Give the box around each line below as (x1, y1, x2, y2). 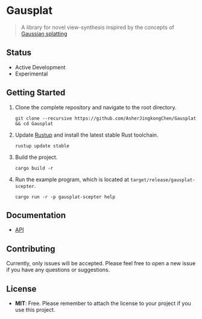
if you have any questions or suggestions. (6, 266, 110, 274)
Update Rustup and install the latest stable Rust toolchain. (14, 131, 159, 138)
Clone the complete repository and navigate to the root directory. (14, 103, 177, 111)
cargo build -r (14, 165, 54, 171)
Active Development (14, 63, 66, 71)
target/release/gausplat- (130, 176, 196, 183)
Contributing (6, 243, 55, 254)
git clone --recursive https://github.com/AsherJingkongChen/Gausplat (14, 115, 197, 121)
